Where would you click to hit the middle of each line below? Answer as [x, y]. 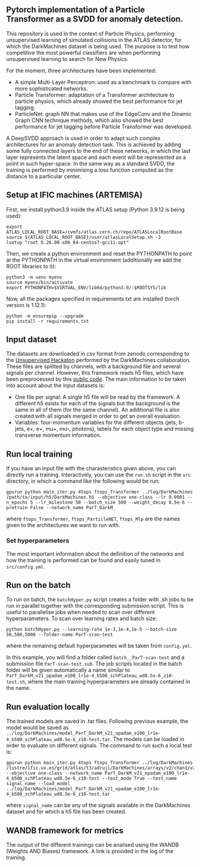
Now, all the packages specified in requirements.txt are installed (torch [93, 299]
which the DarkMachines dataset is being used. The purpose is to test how [98, 46]
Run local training [39, 454]
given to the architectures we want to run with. [63, 525]
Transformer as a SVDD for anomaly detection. [95, 19]
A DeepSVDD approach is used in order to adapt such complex [83, 138]
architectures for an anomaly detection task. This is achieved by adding [94, 144]
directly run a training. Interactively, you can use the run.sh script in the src [99, 475]
